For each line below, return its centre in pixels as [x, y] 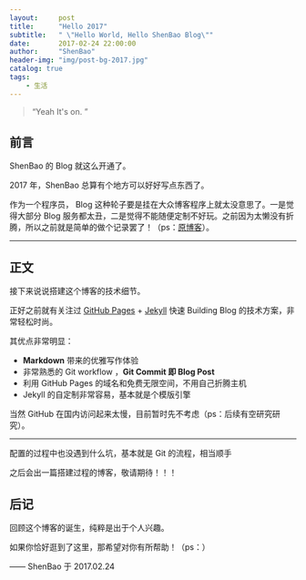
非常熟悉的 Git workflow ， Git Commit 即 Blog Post [119, 372]
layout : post [42, 18]
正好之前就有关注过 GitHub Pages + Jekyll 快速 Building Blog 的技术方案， [148, 310]
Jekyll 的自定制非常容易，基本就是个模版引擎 [107, 395]
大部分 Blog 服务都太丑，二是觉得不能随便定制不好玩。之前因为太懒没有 [152, 216]
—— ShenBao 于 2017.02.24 [62, 566]
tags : [20, 77]
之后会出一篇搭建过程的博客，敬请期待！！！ [93, 473]
